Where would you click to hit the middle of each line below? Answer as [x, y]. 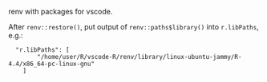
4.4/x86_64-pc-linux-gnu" [51, 64]
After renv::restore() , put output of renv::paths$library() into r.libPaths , [133, 27]
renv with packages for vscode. [61, 12]
